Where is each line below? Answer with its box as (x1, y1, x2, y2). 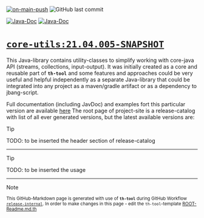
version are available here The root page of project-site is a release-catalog (6, 107, 195, 114)
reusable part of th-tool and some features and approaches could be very (6, 69, 193, 77)
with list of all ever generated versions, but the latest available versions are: (6, 113, 195, 121)
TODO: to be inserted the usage (6, 166, 86, 173)
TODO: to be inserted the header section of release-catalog (6, 137, 155, 144)
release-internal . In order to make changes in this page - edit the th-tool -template (6, 200, 182, 206)
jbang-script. (6, 89, 39, 96)
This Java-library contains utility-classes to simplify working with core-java (6, 56, 194, 64)
